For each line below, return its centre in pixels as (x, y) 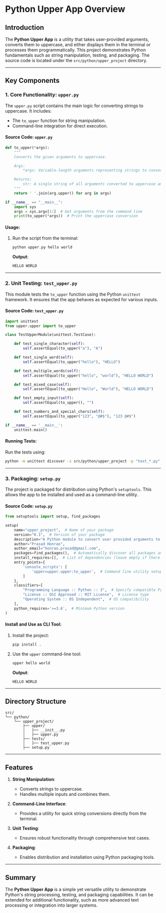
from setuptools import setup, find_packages (53, 517)
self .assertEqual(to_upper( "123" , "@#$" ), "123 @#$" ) (79, 416)
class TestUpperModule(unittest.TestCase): (51, 335)
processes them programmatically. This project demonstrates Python (76, 50)
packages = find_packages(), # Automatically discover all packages (85, 553)
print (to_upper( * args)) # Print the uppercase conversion (76, 216)
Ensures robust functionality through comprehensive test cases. (85, 838)
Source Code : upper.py (29, 137)
